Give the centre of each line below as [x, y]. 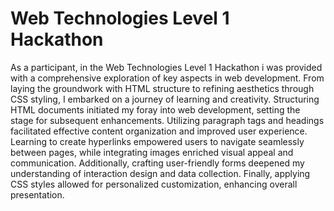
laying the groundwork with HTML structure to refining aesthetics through [162, 88]
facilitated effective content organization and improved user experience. [159, 131]
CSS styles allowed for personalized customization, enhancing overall [154, 184]
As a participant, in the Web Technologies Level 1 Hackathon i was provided [166, 67]
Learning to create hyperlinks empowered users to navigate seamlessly [157, 141]
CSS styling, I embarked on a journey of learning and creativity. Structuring [165, 99]
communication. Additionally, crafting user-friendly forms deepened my [157, 163]
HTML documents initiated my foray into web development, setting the [155, 109]
